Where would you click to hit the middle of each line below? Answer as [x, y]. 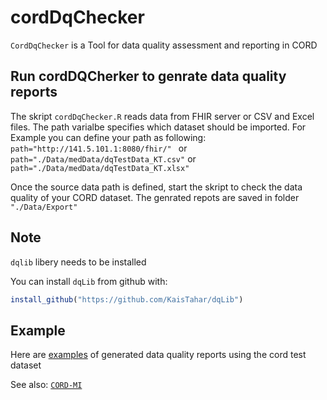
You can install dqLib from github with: [89, 281]
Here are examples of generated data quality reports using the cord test [158, 355]
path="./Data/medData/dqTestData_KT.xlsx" [100, 168]
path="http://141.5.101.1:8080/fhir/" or [99, 148]
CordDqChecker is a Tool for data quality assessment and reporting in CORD [164, 45]
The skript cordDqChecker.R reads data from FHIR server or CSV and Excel [162, 116]
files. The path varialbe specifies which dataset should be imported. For [158, 127]
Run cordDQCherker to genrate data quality [148, 76]
